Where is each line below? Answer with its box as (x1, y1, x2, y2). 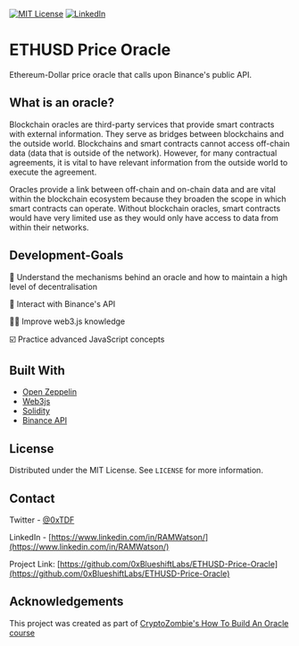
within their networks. (9, 222, 89, 233)
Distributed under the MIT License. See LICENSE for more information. (9, 465, 263, 476)
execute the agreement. (9, 166, 97, 177)
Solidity (21, 405, 51, 416)
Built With (9, 362, 65, 378)
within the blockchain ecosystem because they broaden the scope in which (9, 193, 287, 204)
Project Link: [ (9, 559, 61, 569)
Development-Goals (9, 248, 124, 263)
